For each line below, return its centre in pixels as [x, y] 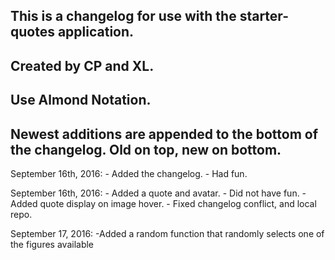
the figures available [52, 244]
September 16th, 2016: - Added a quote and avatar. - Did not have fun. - [158, 193]
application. [96, 32]
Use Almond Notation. [81, 100]
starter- [264, 16]
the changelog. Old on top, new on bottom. [146, 149]
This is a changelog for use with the [123, 16]
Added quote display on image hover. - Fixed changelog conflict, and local [163, 203]
